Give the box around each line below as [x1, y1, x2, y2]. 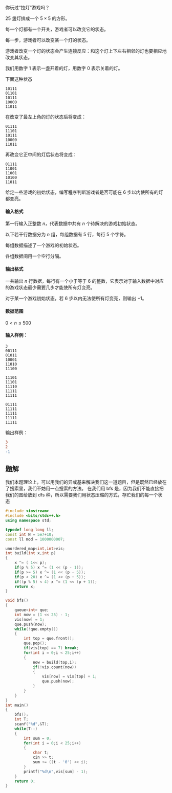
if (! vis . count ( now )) [32, 664, 77, 670]
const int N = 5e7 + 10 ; [5, 532, 54, 537]
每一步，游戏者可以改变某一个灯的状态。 [5, 37, 91, 43]
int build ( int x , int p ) [5, 551, 56, 556]
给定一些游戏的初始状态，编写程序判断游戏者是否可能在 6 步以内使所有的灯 [5, 189, 163, 195]
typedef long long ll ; [5, 527, 54, 532]
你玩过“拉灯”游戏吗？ [5, 5, 50, 10]
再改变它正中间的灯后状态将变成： [5, 151, 77, 157]
